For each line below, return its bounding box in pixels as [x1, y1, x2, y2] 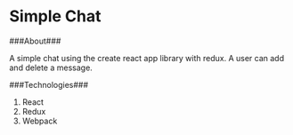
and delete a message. [9, 62, 94, 73]
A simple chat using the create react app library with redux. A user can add [9, 52, 285, 63]
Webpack [21, 115, 58, 126]
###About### [9, 36, 61, 46]
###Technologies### [9, 79, 89, 90]
